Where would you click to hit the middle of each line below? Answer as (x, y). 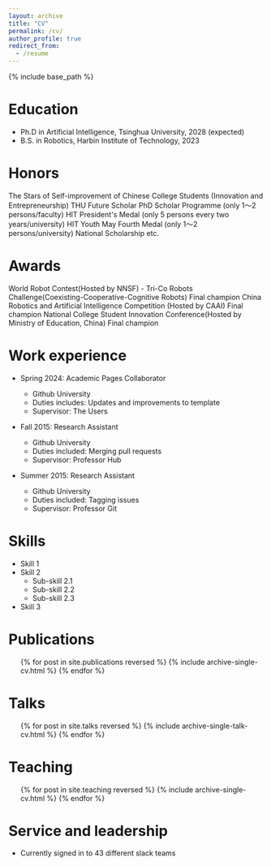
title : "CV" (28, 24)
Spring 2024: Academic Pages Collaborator (93, 378)
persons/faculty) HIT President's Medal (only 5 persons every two (119, 214)
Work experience (68, 356)
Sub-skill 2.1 (52, 581)
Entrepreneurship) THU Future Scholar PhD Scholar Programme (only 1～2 (132, 205)
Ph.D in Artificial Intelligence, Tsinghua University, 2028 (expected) (132, 131)
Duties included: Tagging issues (86, 499)
